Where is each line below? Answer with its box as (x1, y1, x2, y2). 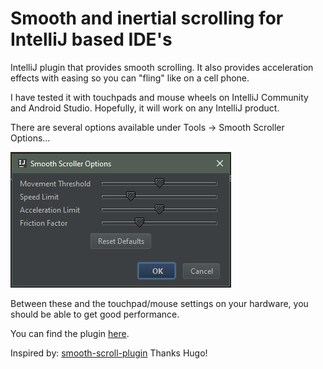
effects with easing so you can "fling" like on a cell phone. (10, 72, 250, 84)
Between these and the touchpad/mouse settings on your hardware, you (10, 297, 309, 309)
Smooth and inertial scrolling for (10, 7, 284, 30)
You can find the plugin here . (10, 327, 130, 339)
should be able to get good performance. (10, 308, 180, 320)
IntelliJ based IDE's (10, 28, 173, 51)
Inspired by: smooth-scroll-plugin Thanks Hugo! (10, 347, 208, 359)
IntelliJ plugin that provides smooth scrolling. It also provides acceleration (10, 61, 314, 73)
